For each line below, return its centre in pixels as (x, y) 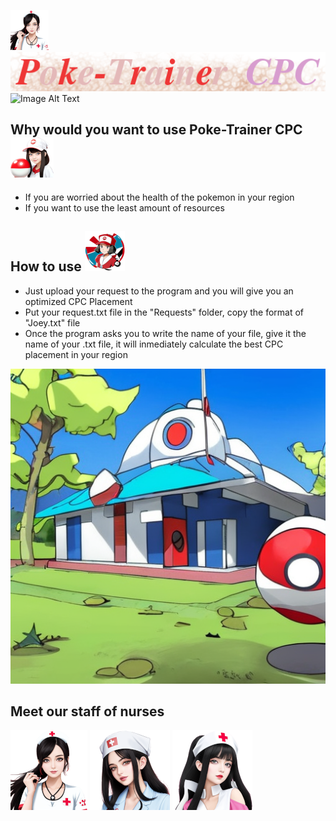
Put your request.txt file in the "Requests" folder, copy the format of (164, 312)
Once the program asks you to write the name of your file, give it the (165, 333)
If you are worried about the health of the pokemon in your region (159, 197)
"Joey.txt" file (52, 322)
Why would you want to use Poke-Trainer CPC (156, 130)
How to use (46, 266)
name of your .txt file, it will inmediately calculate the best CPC (154, 344)
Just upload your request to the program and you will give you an (159, 291)
